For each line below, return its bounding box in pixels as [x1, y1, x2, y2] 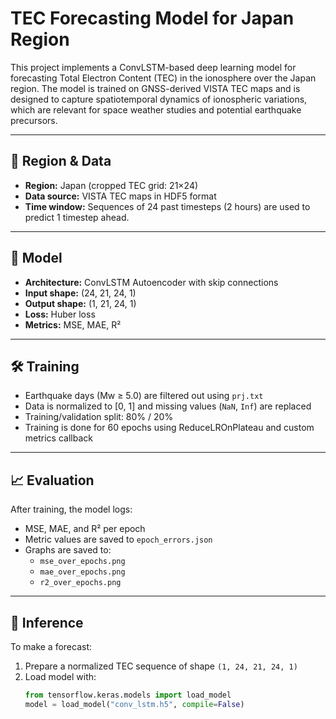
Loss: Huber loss [24, 308, 96, 320]
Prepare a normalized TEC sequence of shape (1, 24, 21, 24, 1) [24, 660, 298, 672]
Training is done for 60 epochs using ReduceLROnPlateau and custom [24, 422, 315, 434]
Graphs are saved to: [24, 544, 112, 556]
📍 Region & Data [10, 153, 112, 170]
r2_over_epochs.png [39, 578, 122, 588]
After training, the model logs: [10, 503, 133, 516]
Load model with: [24, 671, 97, 682]
